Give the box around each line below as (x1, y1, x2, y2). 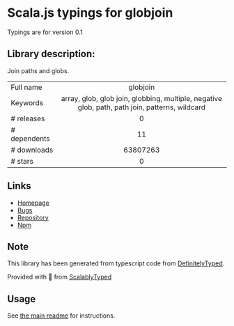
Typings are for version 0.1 (7, 28, 83, 36)
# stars (10, 156, 33, 166)
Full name (10, 82, 43, 92)
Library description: (7, 48, 95, 60)
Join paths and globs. (7, 66, 70, 75)
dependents (10, 134, 50, 143)
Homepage (17, 199, 50, 207)
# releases (10, 114, 45, 123)
